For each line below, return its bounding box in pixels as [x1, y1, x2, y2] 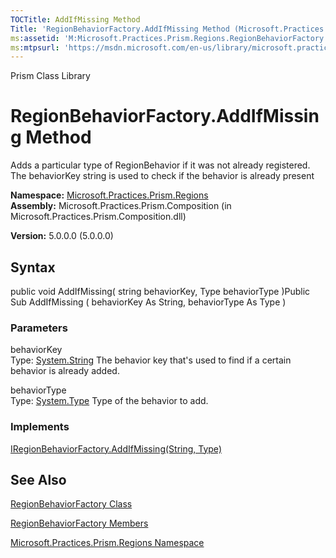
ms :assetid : [10, 33, 60, 43]
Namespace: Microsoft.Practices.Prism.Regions [10, 189, 209, 201]
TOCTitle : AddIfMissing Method [10, 14, 141, 25]
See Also [10, 471, 67, 488]
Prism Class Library [10, 70, 91, 82]
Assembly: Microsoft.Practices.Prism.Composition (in [10, 200, 232, 212]
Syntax [10, 259, 56, 276]
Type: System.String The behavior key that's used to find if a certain [10, 354, 292, 366]
